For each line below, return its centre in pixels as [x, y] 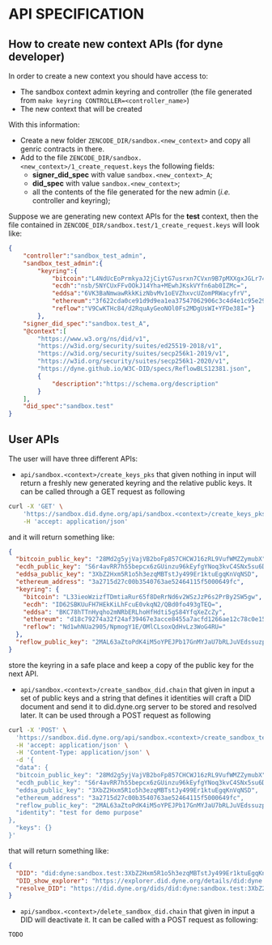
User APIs [34, 439]
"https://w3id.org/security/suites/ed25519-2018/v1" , [130, 346]
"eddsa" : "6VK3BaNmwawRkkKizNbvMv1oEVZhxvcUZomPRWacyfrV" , [151, 294]
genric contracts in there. [62, 149]
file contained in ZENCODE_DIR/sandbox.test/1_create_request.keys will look [134, 225]
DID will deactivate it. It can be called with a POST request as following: [139, 920]
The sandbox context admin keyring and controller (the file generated [136, 92]
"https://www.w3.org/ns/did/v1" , [94, 338]
